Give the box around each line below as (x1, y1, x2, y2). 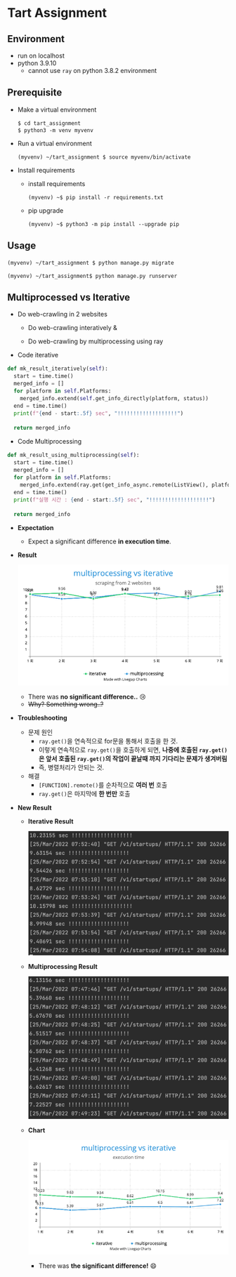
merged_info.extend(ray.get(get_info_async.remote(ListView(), (20, 481, 209, 489)
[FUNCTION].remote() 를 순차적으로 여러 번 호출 (38, 781, 168, 789)
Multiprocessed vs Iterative (7, 291, 131, 303)
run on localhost (17, 51, 65, 60)
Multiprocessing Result (27, 962, 98, 970)
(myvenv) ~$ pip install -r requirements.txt (27, 194, 164, 201)
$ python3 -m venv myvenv (17, 126, 93, 134)
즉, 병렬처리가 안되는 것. (38, 763, 105, 772)
